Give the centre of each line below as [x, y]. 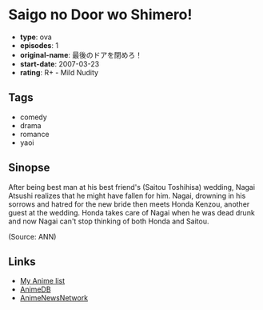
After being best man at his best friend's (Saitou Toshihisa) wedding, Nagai [132, 187]
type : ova [36, 37]
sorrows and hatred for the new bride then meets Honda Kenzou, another [129, 204]
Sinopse [29, 168]
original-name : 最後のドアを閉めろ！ [81, 54]
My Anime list [42, 281]
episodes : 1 [39, 45]
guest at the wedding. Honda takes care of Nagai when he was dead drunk [132, 212]
